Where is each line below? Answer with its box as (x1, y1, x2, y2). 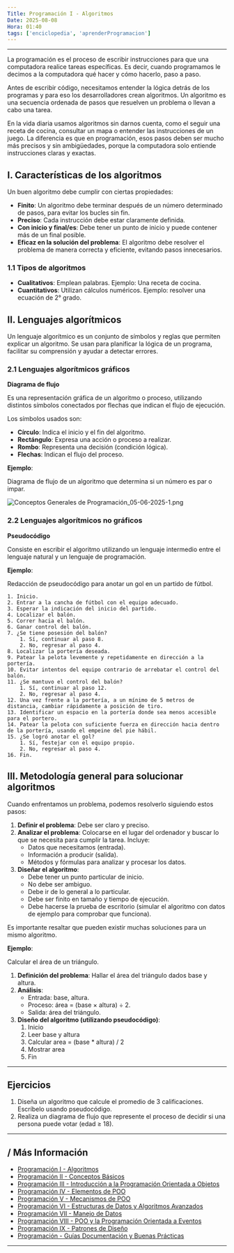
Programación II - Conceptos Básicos (17, 1172, 125, 1181)
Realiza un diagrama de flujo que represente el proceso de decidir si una (17, 1112, 226, 1121)
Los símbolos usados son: (7, 415, 82, 423)
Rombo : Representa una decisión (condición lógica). (17, 443, 169, 452)
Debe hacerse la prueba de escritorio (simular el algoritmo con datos (27, 902, 226, 910)
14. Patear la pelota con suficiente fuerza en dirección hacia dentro (7, 721, 219, 728)
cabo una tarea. (7, 106, 52, 114)
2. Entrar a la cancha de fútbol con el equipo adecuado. (7, 599, 179, 606)
